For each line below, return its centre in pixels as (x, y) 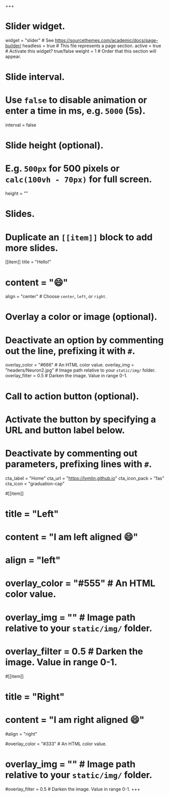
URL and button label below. (65, 430)
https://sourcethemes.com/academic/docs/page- (107, 40)
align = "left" (33, 560)
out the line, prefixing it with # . (70, 351)
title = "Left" (32, 514)
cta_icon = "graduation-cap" (35, 483)
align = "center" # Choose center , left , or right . (56, 297)
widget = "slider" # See (30, 40)
